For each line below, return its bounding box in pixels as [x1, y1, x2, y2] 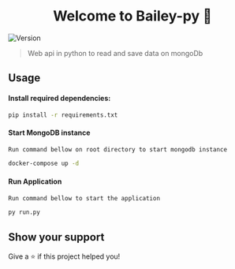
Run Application [8, 177, 62, 186]
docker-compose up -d [8, 159, 80, 168]
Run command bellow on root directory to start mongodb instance [8, 145, 227, 153]
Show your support [8, 230, 105, 244]
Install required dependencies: [8, 93, 111, 103]
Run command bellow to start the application [8, 194, 160, 202]
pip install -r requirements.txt [8, 110, 118, 119]
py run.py [8, 208, 41, 216]
